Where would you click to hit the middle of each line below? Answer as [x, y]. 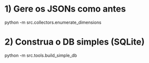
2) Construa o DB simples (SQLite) [75, 42]
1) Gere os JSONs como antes [65, 9]
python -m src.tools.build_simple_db [41, 55]
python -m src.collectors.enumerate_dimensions [53, 22]
